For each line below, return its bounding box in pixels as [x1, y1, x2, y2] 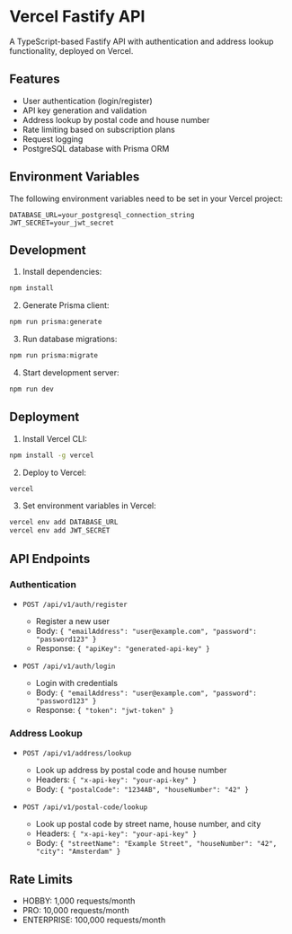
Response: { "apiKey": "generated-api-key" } [35, 642, 210, 653]
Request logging [22, 133, 84, 145]
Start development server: [22, 367, 119, 378]
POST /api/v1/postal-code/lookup [22, 803, 148, 812]
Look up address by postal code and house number [35, 765, 227, 776]
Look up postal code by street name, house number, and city [35, 819, 261, 830]
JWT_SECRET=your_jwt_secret [9, 218, 115, 227]
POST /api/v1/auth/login [22, 662, 116, 671]
